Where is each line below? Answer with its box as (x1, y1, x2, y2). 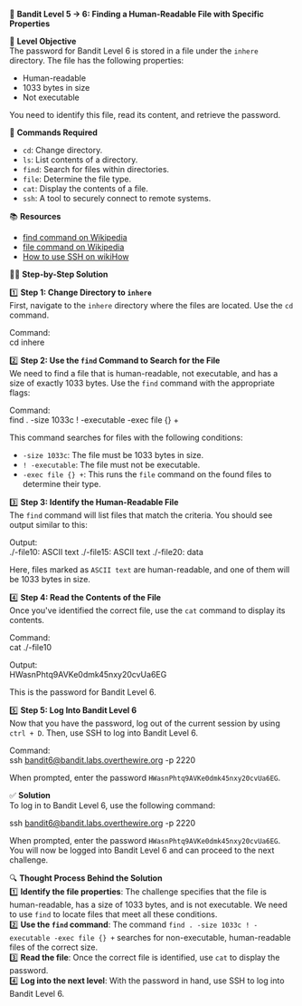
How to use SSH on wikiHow (22, 251, 129, 262)
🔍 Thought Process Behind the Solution (9, 873, 163, 884)
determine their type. (22, 479, 101, 489)
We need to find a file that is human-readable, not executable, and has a (9, 368, 278, 378)
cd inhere (9, 337, 45, 347)
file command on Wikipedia (22, 241, 125, 252)
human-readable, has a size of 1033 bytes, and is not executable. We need (9, 899, 288, 910)
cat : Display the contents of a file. (22, 183, 149, 194)
